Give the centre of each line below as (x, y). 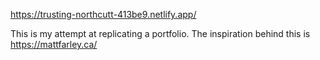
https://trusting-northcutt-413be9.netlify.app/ (103, 14)
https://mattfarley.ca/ (54, 44)
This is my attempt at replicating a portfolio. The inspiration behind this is (160, 33)
